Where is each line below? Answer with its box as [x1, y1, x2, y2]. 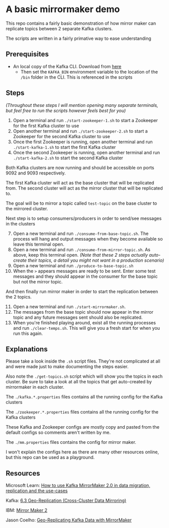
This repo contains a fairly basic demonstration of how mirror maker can [6, 20, 156, 26]
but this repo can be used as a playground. [6, 454, 95, 460]
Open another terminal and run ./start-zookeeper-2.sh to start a [13, 128, 148, 134]
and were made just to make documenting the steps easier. [6, 364, 129, 370]
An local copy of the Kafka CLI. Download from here [13, 63, 122, 69]
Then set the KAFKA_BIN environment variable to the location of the [20, 69, 158, 75]
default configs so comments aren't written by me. [6, 430, 111, 436]
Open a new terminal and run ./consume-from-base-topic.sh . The [13, 230, 149, 237]
